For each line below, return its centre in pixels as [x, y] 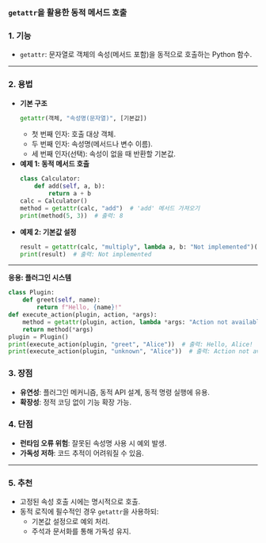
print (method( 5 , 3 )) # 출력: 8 [71, 215]
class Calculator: [50, 179]
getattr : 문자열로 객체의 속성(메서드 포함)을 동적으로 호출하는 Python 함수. [136, 55]
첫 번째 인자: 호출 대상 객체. [74, 134]
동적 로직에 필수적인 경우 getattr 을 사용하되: [89, 511]
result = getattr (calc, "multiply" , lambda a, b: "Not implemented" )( [139, 247]
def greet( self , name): [62, 300]
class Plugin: [32, 293]
